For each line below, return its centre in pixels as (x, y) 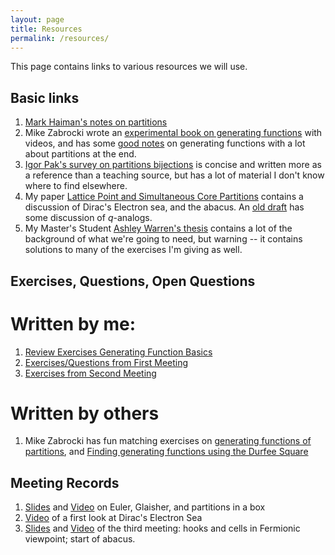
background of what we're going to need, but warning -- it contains (163, 239)
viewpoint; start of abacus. (80, 539)
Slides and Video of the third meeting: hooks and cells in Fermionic (162, 528)
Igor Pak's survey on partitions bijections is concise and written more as (173, 165)
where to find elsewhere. (76, 186)
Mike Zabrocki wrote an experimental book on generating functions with (173, 133)
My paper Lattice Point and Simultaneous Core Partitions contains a (164, 197)
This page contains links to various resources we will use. (129, 67)
